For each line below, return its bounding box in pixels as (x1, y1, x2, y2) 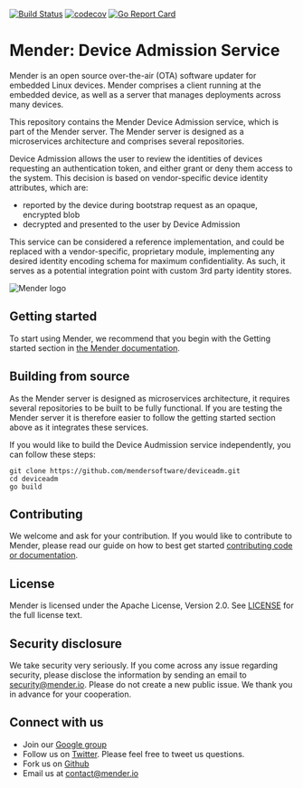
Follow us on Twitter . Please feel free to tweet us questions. (22, 748, 245, 759)
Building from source (9, 369, 130, 385)
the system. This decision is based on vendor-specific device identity (9, 172, 269, 183)
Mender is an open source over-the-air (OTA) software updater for (9, 70, 257, 81)
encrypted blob (22, 209, 80, 220)
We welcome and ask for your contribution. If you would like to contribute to (9, 530, 292, 542)
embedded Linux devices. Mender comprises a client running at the (9, 80, 261, 90)
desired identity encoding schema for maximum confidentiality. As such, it (9, 255, 286, 266)
